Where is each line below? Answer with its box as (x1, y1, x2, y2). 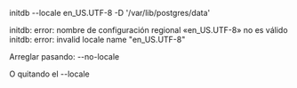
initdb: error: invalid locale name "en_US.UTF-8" (9, 35, 186, 44)
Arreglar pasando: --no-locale (9, 52, 120, 61)
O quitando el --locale (9, 68, 91, 79)
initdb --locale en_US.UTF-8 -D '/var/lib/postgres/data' (9, 8, 211, 18)
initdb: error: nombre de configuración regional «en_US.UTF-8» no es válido (9, 25, 288, 35)
